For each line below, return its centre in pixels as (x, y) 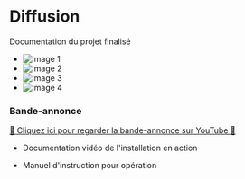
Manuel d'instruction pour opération (90, 166)
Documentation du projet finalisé (70, 41)
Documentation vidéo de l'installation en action (110, 148)
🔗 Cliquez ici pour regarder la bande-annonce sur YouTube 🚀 (123, 130)
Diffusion (45, 17)
